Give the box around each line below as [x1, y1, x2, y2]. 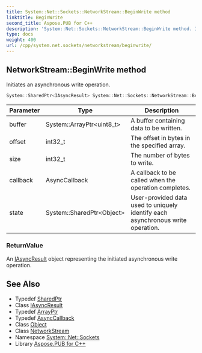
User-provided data [130, 193, 188, 202]
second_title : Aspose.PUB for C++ [6, 20, 93, 26]
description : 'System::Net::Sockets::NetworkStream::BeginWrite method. [6, 25, 192, 32]
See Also [6, 279, 40, 290]
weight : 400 [6, 37, 36, 43]
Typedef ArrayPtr [14, 308, 58, 315]
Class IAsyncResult [14, 301, 63, 308]
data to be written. [130, 124, 182, 132]
